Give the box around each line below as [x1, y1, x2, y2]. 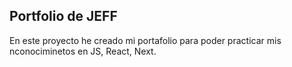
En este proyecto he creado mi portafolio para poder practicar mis [9, 34, 282, 46]
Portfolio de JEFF [9, 8, 118, 25]
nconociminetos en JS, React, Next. [9, 45, 157, 57]
